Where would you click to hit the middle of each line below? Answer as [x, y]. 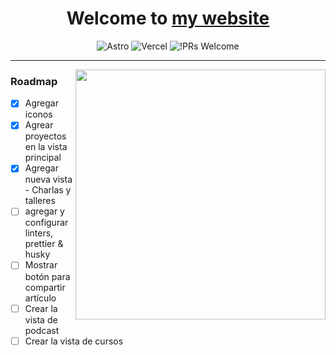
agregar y [44, 211]
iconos [38, 114]
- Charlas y [48, 190]
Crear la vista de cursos [74, 341]
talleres [40, 201]
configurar [46, 223]
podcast [42, 330]
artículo [40, 298]
